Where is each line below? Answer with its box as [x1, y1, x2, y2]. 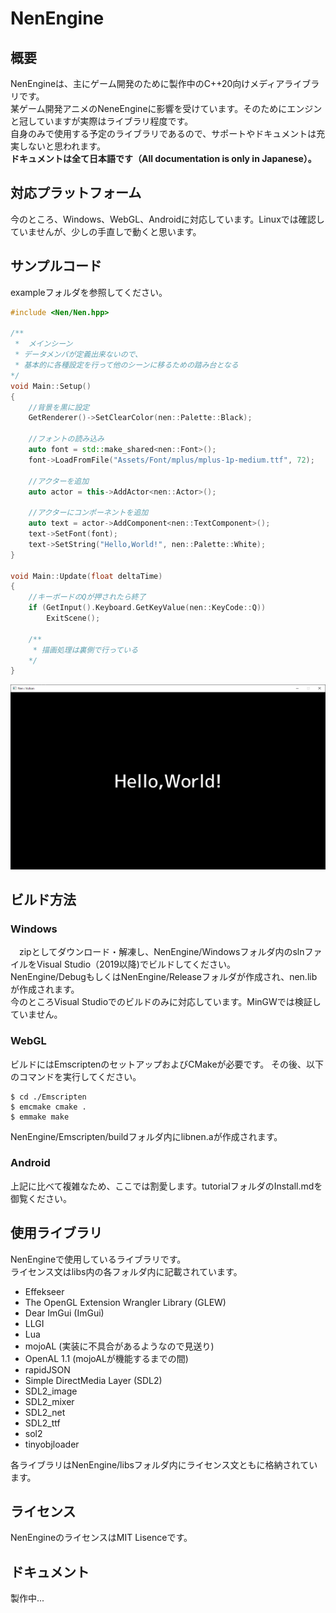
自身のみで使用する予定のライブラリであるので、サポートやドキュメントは [10, 128, 317, 139]
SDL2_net [24, 1406, 66, 1418]
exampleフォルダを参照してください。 [10, 286, 168, 298]
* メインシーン [14, 339, 73, 349]
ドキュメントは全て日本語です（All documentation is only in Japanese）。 [10, 153, 317, 164]
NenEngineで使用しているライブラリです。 [10, 1253, 187, 1265]
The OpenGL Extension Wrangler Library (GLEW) [24, 1296, 227, 1308]
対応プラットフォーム [10, 185, 142, 202]
